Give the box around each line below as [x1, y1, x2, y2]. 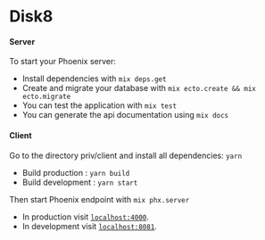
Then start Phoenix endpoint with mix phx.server [9, 194, 190, 204]
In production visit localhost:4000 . [21, 211, 150, 222]
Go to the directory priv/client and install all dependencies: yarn [9, 150, 243, 161]
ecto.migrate [21, 92, 71, 102]
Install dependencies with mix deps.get [21, 73, 167, 84]
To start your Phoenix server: [9, 56, 116, 67]
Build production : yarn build [21, 167, 130, 178]
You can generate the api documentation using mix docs [21, 110, 229, 120]
